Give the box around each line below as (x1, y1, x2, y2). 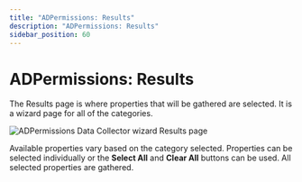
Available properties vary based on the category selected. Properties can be (9, 143, 293, 154)
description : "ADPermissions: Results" (9, 22, 160, 31)
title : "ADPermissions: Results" (9, 13, 135, 23)
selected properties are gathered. (9, 162, 134, 173)
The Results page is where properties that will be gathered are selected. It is (9, 98, 293, 109)
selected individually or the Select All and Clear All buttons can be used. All (9, 152, 291, 163)
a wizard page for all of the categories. (9, 108, 153, 119)
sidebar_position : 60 (9, 30, 91, 39)
